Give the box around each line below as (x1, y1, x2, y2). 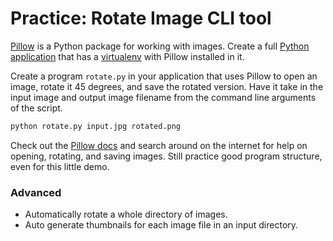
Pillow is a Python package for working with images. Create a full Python (10, 40, 310, 52)
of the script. (10, 102, 63, 114)
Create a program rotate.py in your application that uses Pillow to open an (10, 70, 318, 82)
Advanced (10, 185, 62, 199)
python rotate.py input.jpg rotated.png (10, 121, 182, 131)
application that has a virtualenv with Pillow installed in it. (10, 50, 245, 62)
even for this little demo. (10, 160, 110, 172)
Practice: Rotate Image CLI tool (10, 7, 272, 30)
